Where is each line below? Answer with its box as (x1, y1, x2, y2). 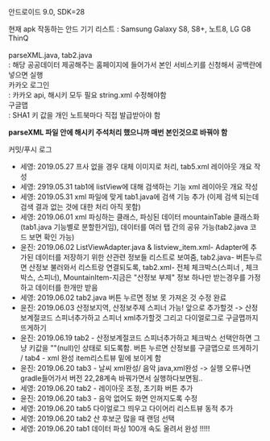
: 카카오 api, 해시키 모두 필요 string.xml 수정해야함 (8, 90, 167, 99)
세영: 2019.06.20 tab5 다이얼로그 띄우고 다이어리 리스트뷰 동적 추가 (19, 404, 234, 413)
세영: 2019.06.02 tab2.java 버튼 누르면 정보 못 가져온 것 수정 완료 (19, 293, 227, 302)
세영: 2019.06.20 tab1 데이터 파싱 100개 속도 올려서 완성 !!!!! (19, 424, 210, 433)
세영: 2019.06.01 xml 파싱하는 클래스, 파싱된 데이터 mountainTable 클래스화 (19, 212, 260, 222)
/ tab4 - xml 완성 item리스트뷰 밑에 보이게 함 (19, 353, 162, 363)
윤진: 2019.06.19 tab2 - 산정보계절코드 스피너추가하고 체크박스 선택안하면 (19, 333, 252, 343)
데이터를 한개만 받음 (35, 283, 98, 292)
